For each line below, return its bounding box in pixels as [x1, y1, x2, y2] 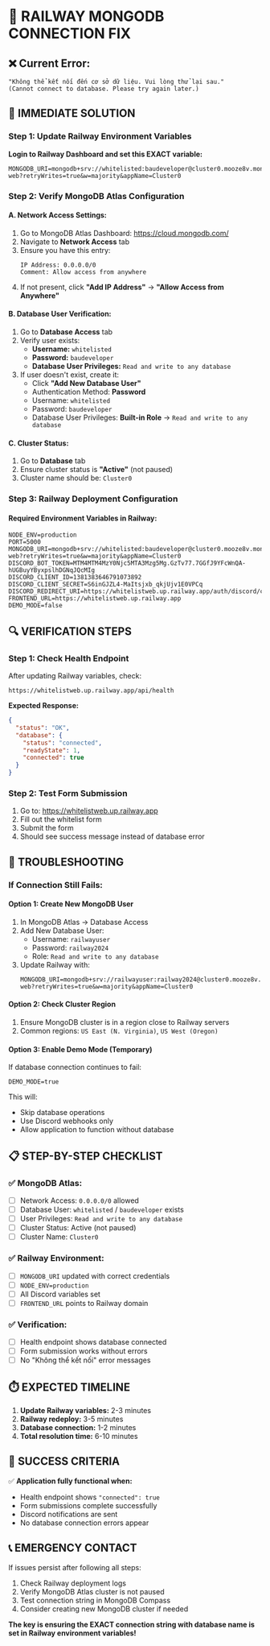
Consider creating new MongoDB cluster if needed [19, 1603, 189, 1614]
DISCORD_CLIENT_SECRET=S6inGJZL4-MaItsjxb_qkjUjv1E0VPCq [8, 580, 203, 589]
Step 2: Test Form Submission [8, 787, 128, 798]
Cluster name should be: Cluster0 [19, 473, 133, 483]
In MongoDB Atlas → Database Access [19, 917, 149, 927]
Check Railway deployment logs [19, 1578, 127, 1588]
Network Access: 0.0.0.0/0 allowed [19, 1196, 139, 1205]
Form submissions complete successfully [19, 1500, 157, 1510]
